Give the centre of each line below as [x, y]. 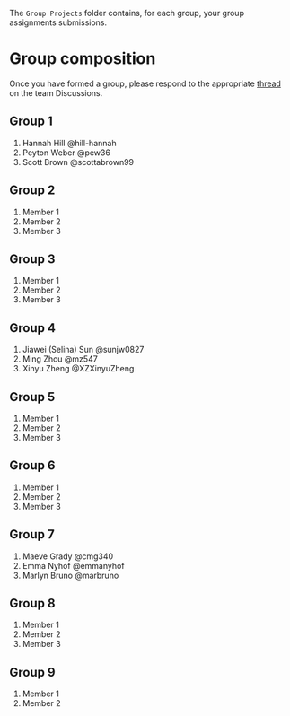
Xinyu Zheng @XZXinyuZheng [78, 369]
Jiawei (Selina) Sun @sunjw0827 [83, 350]
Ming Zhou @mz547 [60, 359]
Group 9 [32, 672]
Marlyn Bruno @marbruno [70, 575]
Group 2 [32, 191]
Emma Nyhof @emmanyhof [73, 565]
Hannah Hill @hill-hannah [69, 143]
